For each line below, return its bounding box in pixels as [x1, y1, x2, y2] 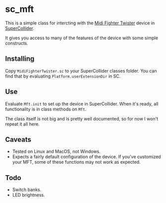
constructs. [5, 40, 29, 46]
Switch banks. [12, 187, 42, 193]
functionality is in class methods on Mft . [5, 106, 87, 112]
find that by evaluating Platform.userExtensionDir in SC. [5, 73, 121, 79]
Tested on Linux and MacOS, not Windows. [12, 148, 101, 155]
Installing [5, 55, 35, 63]
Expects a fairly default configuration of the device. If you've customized [12, 154, 161, 160]
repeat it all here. [5, 121, 40, 127]
